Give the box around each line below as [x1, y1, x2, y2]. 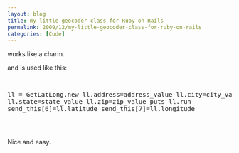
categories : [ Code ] [7, 30, 65, 38]
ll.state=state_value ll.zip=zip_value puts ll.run [7, 97, 192, 106]
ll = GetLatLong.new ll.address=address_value [7, 90, 173, 99]
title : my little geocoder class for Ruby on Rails [7, 17, 164, 24]
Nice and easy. [7, 138, 51, 147]
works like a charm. [7, 50, 65, 58]
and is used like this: [7, 63, 68, 72]
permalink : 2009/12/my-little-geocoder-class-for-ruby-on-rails [7, 23, 202, 31]
